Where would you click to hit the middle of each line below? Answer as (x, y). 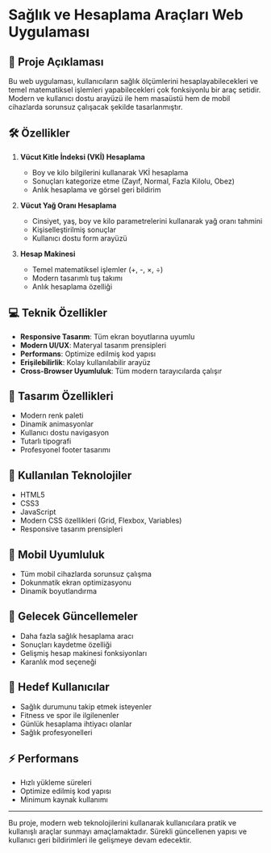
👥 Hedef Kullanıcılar (59, 687)
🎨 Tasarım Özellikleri (61, 396)
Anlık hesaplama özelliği (72, 286)
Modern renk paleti (52, 416)
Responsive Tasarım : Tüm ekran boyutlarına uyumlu (107, 336)
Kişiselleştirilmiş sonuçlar (74, 229)
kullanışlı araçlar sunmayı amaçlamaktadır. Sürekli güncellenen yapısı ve (128, 831)
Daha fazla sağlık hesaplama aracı (77, 636)
